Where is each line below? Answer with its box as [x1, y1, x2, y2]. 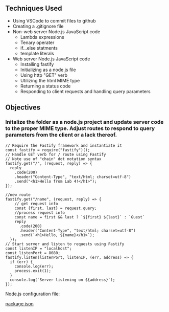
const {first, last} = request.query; [14, 206, 97, 211]
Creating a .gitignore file [12, 23, 64, 29]
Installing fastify [20, 61, 54, 67]
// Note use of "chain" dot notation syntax [5, 156, 102, 162]
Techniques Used [5, 4, 62, 13]
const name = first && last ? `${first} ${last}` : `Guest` [14, 214, 145, 219]
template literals [20, 50, 55, 56]
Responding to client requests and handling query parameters [20, 88, 151, 94]
